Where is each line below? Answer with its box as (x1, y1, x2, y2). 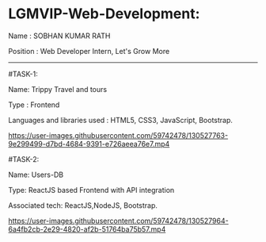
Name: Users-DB (8, 170, 64, 179)
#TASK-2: (8, 154, 40, 163)
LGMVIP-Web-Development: (8, 5, 200, 23)
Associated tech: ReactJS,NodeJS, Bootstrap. (8, 200, 158, 210)
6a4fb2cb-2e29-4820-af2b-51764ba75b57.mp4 (8, 224, 166, 234)
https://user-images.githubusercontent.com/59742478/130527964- (8, 216, 229, 225)
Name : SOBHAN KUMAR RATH (8, 31, 111, 40)
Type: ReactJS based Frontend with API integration (8, 185, 175, 194)
